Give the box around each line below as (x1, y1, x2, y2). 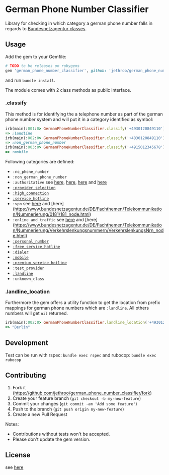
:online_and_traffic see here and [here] (12, 217, 98, 223)
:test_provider (12, 266, 45, 271)
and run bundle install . (5, 77, 55, 83)
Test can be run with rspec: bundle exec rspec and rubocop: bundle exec (5, 352, 157, 358)
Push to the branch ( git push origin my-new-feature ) (12, 406, 124, 412)
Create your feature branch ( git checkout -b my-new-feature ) (12, 395, 141, 401)
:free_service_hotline (12, 245, 60, 250)
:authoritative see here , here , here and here (12, 179, 107, 185)
